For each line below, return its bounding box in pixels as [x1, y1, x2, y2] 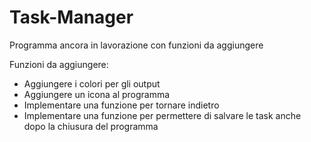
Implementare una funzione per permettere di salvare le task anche [23, 109, 302, 121]
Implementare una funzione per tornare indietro [23, 99, 220, 111]
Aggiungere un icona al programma [23, 88, 171, 100]
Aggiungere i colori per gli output [23, 77, 161, 90]
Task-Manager [9, 6, 134, 29]
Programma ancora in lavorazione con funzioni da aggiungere [9, 39, 264, 51]
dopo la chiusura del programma [23, 120, 159, 132]
